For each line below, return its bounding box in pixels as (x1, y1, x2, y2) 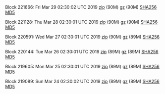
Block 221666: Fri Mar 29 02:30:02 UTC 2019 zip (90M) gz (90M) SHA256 (5, 4, 157, 10)
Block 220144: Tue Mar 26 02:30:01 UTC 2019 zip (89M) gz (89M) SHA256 (5, 49, 159, 54)
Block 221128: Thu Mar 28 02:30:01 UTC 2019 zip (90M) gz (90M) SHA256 (5, 19, 158, 25)
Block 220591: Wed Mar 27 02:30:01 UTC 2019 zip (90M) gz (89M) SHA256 (5, 34, 160, 40)
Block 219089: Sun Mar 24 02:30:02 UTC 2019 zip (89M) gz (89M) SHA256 (5, 79, 160, 84)
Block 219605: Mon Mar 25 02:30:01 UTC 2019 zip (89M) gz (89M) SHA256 (5, 64, 160, 69)
